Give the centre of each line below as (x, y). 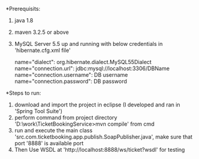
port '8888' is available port (49, 143)
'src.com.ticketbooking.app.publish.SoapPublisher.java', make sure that (103, 137)
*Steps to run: (24, 93)
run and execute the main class (54, 130)
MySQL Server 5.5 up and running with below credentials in (88, 44)
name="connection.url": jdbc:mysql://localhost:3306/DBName (92, 68)
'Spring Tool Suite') (38, 111)
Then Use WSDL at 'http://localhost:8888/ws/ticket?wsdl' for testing (99, 150)
